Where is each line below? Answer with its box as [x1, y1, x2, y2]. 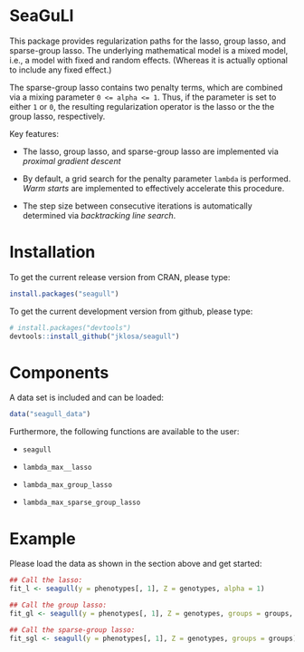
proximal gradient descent [22, 155, 121, 166]
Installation [9, 242, 96, 263]
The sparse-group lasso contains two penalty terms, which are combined [9, 82, 283, 92]
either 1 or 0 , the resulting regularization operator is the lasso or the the [9, 101, 275, 112]
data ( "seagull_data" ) [9, 410, 91, 419]
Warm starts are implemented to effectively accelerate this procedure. [22, 182, 285, 193]
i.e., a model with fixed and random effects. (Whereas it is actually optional [9, 54, 288, 65]
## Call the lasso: [9, 576, 83, 585]
